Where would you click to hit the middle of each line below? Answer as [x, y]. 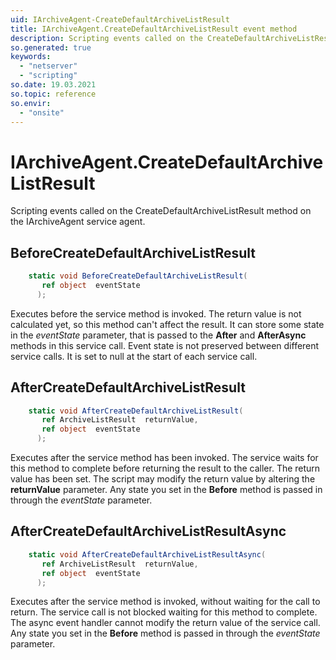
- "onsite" [42, 112]
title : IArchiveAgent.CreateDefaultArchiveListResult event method [154, 29]
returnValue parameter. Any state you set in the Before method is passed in [166, 490]
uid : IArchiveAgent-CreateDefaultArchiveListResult [120, 19]
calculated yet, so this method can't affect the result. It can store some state [167, 324]
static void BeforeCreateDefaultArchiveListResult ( [138, 276]
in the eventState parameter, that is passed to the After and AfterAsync [158, 335]
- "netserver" [48, 66]
